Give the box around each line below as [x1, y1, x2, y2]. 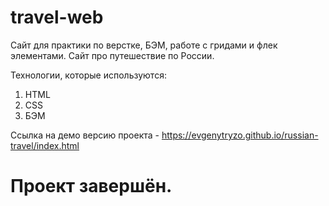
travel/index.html [10, 139, 80, 151]
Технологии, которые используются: [10, 69, 167, 81]
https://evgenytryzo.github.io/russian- [161, 129, 319, 141]
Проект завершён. [10, 175, 173, 198]
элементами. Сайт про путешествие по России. [10, 49, 215, 61]
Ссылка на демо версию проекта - [10, 129, 160, 141]
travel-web [10, 6, 104, 29]
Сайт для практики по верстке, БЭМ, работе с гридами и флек [10, 39, 278, 51]
